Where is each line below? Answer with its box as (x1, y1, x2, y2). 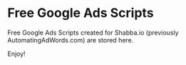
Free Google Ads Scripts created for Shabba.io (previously (7, 28, 180, 37)
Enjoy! (7, 49, 26, 58)
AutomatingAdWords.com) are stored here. (7, 35, 134, 44)
